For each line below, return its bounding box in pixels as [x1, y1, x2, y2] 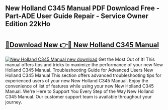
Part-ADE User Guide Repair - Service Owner [5, 12, 149, 21]
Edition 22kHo [5, 20, 51, 28]
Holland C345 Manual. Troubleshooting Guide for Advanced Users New [5, 67, 153, 73]
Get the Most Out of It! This [98, 56, 155, 62]
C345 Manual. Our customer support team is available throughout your [5, 94, 152, 99]
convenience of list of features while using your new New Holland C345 [5, 83, 154, 89]
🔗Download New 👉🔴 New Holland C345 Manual [5, 40, 159, 49]
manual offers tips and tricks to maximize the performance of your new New [5, 62, 163, 67]
